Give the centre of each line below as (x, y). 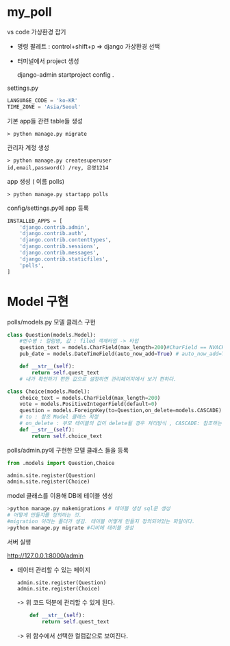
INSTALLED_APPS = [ (35, 221)
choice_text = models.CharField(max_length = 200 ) (90, 398)
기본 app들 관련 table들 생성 (45, 121)
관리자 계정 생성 (28, 147)
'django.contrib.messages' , (59, 253)
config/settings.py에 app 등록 (48, 208)
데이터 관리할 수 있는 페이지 (54, 569)
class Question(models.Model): (52, 335)
